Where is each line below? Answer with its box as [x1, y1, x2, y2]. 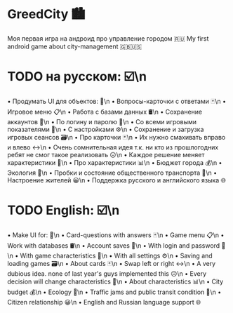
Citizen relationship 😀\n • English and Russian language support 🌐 [7, 298, 201, 306]
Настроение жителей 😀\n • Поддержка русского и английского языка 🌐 [7, 175, 226, 184]
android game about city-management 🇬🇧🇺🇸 [7, 42, 142, 51]
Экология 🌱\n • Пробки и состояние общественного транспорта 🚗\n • [7, 168, 218, 177]
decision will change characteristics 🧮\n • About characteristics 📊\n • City [7, 277, 224, 286]
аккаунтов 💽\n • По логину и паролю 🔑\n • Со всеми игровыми [7, 117, 197, 126]
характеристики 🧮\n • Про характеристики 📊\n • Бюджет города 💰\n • [7, 158, 222, 166]
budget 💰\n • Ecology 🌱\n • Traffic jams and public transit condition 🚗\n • [7, 288, 222, 296]
